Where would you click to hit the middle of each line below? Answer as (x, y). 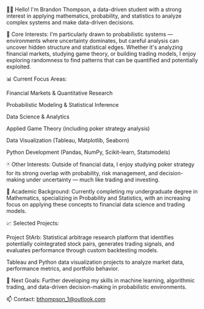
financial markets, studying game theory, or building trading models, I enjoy (101, 54)
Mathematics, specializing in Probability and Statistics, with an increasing (99, 198)
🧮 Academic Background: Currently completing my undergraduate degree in (102, 191)
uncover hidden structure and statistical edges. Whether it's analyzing (95, 47)
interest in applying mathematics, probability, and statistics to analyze (94, 16)
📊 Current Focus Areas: (37, 79)
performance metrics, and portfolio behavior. (63, 268)
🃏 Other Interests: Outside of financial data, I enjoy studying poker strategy (100, 164)
